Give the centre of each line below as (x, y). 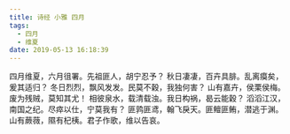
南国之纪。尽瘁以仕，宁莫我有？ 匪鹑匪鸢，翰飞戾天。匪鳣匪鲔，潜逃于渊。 (146, 109)
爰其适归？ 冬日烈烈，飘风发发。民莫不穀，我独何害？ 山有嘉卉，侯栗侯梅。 (147, 87)
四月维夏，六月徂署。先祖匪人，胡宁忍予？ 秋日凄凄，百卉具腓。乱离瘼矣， (146, 77)
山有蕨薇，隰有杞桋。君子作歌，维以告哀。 (87, 121)
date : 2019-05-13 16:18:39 (59, 50)
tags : (19, 26)
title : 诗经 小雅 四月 (47, 17)
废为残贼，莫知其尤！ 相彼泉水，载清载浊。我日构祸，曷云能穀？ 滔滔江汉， (147, 99)
